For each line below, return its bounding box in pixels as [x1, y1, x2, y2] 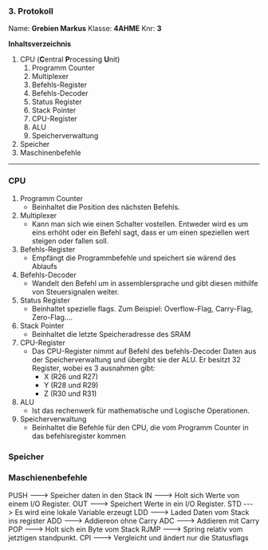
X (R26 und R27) [43, 371, 98, 381]
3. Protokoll [8, 6, 53, 17]
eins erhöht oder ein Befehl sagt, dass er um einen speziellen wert [31, 228, 250, 237]
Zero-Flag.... [31, 312, 73, 322]
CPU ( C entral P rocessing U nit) [19, 54, 120, 65]
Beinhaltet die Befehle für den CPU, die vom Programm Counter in [31, 422, 249, 432]
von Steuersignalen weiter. [31, 287, 120, 296]
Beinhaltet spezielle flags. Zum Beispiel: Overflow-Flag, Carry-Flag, [31, 303, 254, 313]
